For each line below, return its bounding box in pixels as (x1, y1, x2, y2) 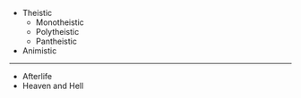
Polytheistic (35, 27, 80, 37)
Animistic (21, 45, 57, 56)
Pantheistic (35, 36, 78, 46)
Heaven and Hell (21, 80, 84, 91)
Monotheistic (35, 17, 85, 28)
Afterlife (21, 71, 52, 81)
